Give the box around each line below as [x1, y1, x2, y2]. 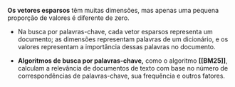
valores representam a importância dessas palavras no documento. [17, 43, 216, 51]
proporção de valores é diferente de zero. [7, 14, 130, 22]
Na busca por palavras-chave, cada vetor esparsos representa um [17, 28, 214, 36]
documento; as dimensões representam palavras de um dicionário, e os [17, 35, 229, 43]
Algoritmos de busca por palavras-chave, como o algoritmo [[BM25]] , [17, 56, 228, 65]
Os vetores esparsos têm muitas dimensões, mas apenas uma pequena [7, 6, 219, 14]
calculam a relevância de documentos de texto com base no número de [17, 64, 229, 72]
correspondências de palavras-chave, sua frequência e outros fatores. [17, 71, 226, 80]
